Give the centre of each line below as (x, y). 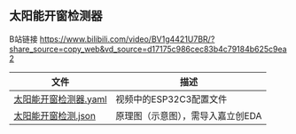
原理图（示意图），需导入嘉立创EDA (189, 115)
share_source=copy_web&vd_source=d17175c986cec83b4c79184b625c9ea (148, 49)
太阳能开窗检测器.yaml (61, 99)
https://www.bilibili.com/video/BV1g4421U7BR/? (127, 39)
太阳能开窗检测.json (55, 115)
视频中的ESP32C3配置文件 (171, 99)
